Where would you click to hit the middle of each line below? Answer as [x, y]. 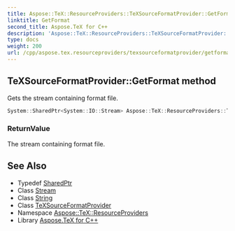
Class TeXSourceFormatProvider [64, 205]
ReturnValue [29, 129]
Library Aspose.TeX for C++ [58, 220]
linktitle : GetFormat [39, 20]
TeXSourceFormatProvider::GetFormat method [112, 81]
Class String [35, 197]
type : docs [23, 40]
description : [26, 33]
